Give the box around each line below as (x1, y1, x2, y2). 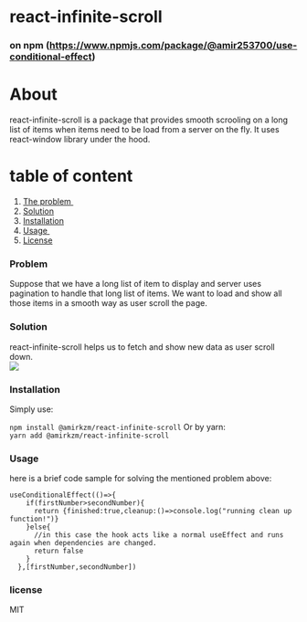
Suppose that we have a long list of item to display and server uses (9, 279, 262, 290)
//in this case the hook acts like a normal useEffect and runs (33, 531, 284, 540)
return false (33, 546, 84, 556)
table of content (9, 166, 133, 186)
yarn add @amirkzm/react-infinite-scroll (9, 431, 170, 440)
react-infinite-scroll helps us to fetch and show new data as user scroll (9, 341, 276, 353)
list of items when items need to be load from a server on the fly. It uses (9, 124, 281, 135)
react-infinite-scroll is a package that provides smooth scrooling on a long (9, 114, 289, 125)
